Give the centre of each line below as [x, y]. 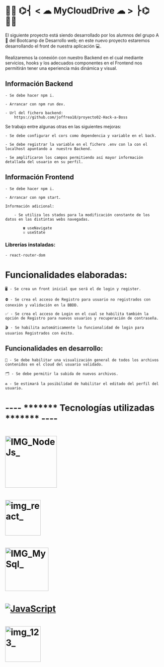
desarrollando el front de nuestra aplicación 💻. [53, 46]
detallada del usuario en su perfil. [44, 162]
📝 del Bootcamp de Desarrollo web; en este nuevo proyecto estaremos [78, 40]
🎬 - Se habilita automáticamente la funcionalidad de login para [75, 328]
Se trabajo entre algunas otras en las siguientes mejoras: [63, 126]
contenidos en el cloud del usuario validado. [54, 364]
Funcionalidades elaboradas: [66, 275]
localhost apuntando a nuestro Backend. [49, 149]
